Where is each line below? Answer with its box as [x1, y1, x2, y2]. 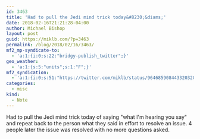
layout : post [6, 31, 39, 37]
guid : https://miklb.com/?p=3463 [6, 36, 89, 42]
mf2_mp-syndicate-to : [6, 48, 60, 53]
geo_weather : [6, 58, 39, 64]
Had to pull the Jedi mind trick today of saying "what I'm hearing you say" [6, 113, 187, 121]
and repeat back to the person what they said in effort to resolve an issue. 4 [6, 119, 192, 127]
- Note [11, 97, 28, 103]
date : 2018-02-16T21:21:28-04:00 [6, 20, 89, 26]
